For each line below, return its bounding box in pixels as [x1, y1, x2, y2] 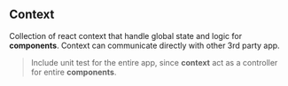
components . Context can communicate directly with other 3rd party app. [9, 40, 281, 51]
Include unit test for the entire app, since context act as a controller [30, 57, 278, 67]
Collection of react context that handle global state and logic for [9, 30, 242, 41]
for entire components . [30, 66, 117, 77]
